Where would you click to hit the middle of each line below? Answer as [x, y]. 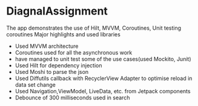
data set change [35, 84]
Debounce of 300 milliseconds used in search [72, 98]
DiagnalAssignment [57, 11]
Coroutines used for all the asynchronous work [74, 52]
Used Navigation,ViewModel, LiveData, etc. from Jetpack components [103, 91]
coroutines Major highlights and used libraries [64, 34]
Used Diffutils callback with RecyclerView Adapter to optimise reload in [104, 78]
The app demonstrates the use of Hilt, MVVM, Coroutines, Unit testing [94, 28]
